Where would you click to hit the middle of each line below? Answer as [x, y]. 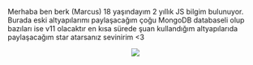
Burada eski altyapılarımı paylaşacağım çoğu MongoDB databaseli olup [126, 20]
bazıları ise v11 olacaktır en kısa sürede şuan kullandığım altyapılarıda [123, 28]
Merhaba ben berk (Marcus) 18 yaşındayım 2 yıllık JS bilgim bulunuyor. [126, 12]
